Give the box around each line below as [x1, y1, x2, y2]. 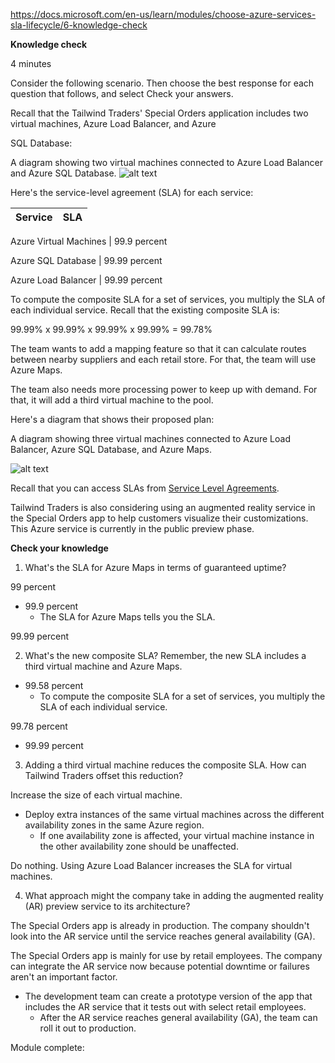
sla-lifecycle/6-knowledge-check [10, 19, 148, 31]
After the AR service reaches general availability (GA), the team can [39, 1012, 318, 1023]
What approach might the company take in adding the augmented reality [24, 890, 324, 901]
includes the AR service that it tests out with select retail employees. [24, 1001, 307, 1013]
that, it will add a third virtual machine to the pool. [10, 394, 214, 406]
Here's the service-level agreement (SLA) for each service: [10, 187, 254, 198]
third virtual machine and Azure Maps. [24, 660, 183, 672]
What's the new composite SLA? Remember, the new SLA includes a [24, 650, 307, 661]
